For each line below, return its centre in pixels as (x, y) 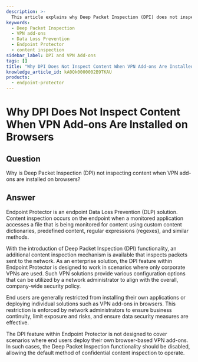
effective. (18, 322)
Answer (21, 198)
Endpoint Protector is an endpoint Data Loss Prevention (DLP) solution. (92, 212)
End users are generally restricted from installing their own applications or (96, 297)
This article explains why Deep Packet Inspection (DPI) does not (95, 17)
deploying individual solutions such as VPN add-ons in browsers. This (91, 304)
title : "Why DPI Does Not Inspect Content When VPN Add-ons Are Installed (100, 66)
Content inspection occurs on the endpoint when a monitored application (95, 218)
